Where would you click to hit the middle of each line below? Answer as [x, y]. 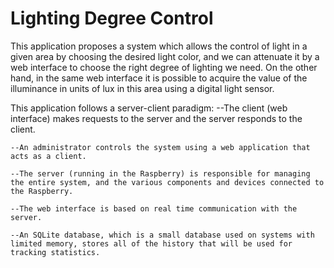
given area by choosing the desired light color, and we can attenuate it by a [165, 56]
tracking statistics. [55, 252]
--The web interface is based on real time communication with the [154, 208]
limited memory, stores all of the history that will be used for [151, 243]
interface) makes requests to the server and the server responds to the [156, 118]
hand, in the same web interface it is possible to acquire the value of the [159, 78]
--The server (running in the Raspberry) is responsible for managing [160, 173]
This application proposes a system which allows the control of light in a [159, 46]
